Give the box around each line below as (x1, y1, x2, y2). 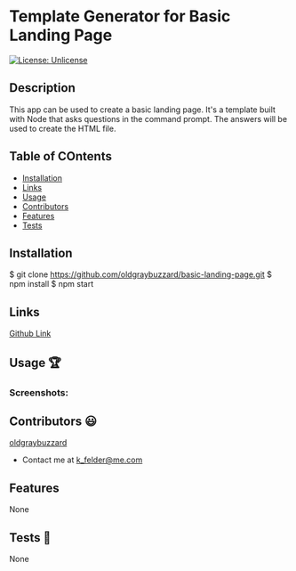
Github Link (9, 328, 52, 339)
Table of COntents (9, 149, 113, 164)
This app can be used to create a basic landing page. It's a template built (9, 104, 276, 115)
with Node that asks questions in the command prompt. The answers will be (9, 113, 287, 124)
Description (9, 80, 76, 95)
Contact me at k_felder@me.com (21, 454, 143, 465)
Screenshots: (9, 386, 69, 398)
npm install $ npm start (9, 279, 94, 290)
